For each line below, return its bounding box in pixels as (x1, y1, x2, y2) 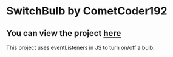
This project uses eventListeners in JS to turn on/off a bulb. (6, 44, 155, 51)
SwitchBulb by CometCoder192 (6, 4, 168, 18)
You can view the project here (6, 28, 121, 38)
